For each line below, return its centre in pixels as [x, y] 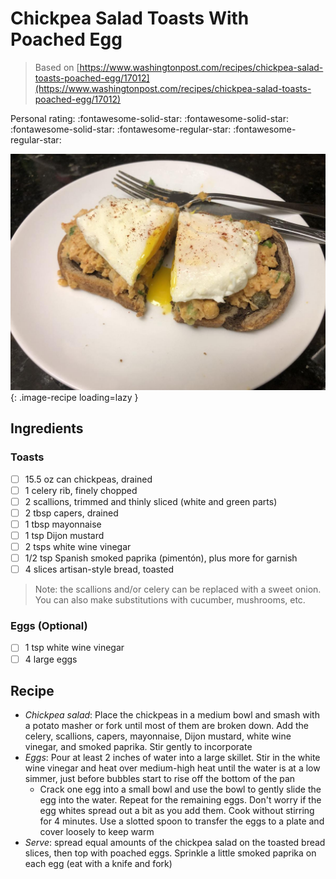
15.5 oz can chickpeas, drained [88, 479]
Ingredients [47, 428]
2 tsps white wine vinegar [78, 546]
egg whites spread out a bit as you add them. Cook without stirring [177, 811]
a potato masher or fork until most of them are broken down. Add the [166, 726]
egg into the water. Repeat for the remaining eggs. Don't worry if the [180, 800]
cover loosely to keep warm [97, 832]
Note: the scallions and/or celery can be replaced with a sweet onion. [178, 589]
